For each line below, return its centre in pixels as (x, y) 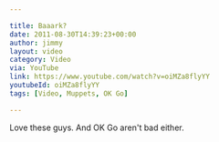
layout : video (36, 51)
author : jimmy (36, 43)
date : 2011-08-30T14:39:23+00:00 (73, 34)
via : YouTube (34, 68)
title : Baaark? (38, 25)
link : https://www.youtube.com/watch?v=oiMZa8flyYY (109, 77)
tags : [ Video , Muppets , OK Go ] (69, 93)
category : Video (40, 60)
